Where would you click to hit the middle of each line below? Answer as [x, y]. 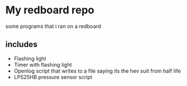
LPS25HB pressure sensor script [53, 77]
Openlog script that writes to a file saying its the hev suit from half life [97, 71]
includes [22, 44]
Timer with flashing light [43, 64]
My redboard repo [50, 10]
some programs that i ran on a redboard [53, 26]
